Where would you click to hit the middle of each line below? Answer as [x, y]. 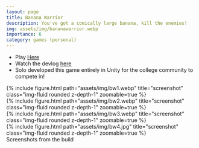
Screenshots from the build [40, 139]
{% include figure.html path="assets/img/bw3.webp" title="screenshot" [95, 114]
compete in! [30, 76]
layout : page [23, 12]
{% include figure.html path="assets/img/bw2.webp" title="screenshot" [96, 101]
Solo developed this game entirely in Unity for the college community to [104, 70]
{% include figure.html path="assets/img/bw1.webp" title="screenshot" [95, 88]
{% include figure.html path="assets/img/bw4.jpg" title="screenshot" [93, 127]
